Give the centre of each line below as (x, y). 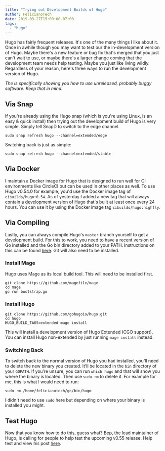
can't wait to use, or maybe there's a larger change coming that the (74, 58)
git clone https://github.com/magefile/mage (52, 283)
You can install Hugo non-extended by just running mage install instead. (80, 337)
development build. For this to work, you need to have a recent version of (80, 240)
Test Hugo (21, 421)
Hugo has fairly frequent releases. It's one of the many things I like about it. (82, 42)
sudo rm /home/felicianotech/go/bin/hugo (48, 391)
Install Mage (20, 263)
